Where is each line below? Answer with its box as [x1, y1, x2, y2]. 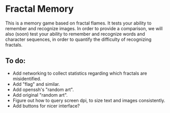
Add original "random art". [12, 92, 68, 98]
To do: [5, 57, 26, 65]
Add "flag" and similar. [12, 81, 60, 87]
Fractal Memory [5, 3, 74, 15]
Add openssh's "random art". [12, 86, 74, 93]
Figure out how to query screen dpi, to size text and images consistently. [12, 97, 165, 103]
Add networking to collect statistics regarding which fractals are [12, 70, 148, 76]
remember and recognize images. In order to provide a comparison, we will [5, 25, 163, 31]
